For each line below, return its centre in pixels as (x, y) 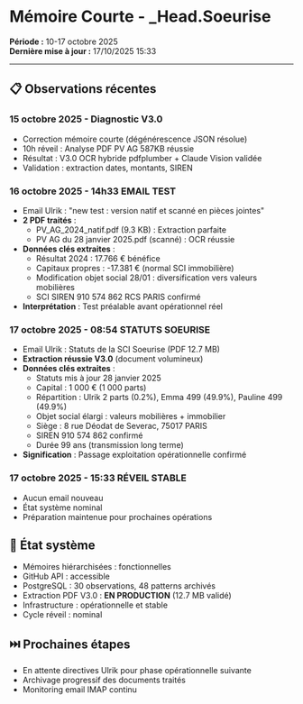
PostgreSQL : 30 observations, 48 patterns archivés (119, 586)
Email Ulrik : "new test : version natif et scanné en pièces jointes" (143, 210)
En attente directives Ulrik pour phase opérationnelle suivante (137, 671)
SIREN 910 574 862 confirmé (89, 435)
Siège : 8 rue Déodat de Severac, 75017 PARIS (121, 426)
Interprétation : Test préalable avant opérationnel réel (123, 306)
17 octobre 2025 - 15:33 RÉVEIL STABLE (98, 478)
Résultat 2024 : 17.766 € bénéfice (98, 258)
